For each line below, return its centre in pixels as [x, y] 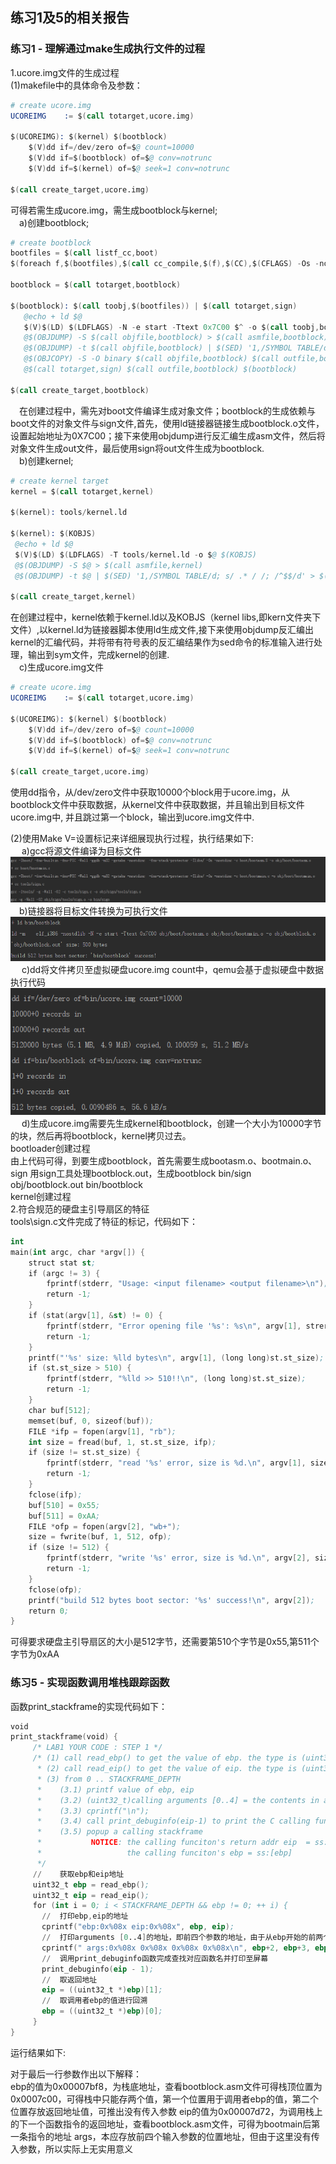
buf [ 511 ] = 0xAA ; [64, 1516]
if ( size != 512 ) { [69, 1548]
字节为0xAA [35, 1654]
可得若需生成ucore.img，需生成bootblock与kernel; [114, 210]
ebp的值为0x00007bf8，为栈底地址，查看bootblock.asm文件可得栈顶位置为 [166, 2086]
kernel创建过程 [41, 1196]
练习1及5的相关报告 [70, 18]
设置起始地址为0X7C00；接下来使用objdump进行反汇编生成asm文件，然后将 [168, 435]
